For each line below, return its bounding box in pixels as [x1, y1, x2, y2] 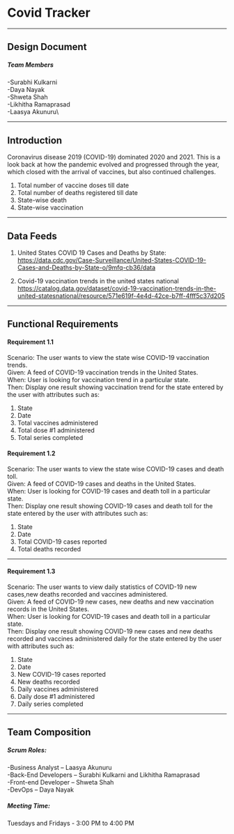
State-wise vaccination [17, 203, 84, 212]
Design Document [7, 41, 87, 53]
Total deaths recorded [17, 544, 81, 553]
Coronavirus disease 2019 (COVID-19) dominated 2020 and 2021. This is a [7, 153, 221, 162]
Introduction [7, 134, 63, 146]
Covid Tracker [7, 5, 91, 21]
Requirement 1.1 [7, 338, 54, 346]
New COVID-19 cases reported [17, 670, 107, 678]
